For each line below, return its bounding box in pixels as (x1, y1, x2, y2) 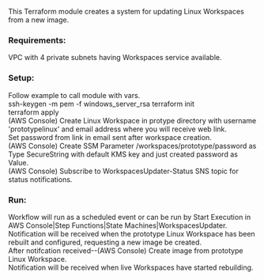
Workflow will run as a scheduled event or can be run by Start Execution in (8, 212, 251, 221)
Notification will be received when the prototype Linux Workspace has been (8, 229, 255, 238)
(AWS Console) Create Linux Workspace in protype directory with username (8, 115, 257, 125)
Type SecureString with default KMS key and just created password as (8, 149, 239, 159)
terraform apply (8, 107, 59, 117)
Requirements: (8, 35, 66, 46)
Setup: (8, 73, 35, 84)
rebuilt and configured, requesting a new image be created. (8, 237, 202, 247)
